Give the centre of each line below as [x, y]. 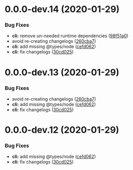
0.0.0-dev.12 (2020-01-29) [62, 130]
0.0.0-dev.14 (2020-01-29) [62, 9]
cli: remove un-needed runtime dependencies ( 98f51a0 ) [70, 36]
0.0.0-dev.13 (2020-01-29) [62, 72]
